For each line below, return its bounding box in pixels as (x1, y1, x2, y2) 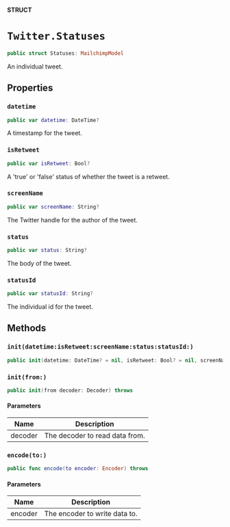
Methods (7, 323, 47, 334)
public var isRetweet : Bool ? (7, 160, 90, 167)
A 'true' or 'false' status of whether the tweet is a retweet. (7, 172, 170, 180)
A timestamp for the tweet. (7, 129, 82, 137)
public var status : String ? (7, 247, 88, 254)
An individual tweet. (7, 62, 63, 71)
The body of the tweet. (7, 259, 72, 267)
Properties (7, 82, 53, 94)
